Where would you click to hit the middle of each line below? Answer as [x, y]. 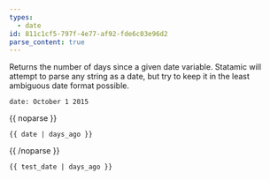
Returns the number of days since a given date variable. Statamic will [135, 67]
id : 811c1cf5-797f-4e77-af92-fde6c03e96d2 [89, 34]
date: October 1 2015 [49, 102]
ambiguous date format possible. [69, 86]
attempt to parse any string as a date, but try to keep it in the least [130, 77]
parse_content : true [47, 42]
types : [21, 17]
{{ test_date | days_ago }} [61, 167]
